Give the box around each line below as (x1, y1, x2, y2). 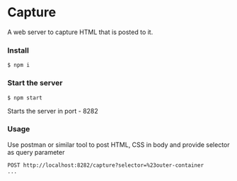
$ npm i (7, 62, 30, 69)
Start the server (7, 78, 63, 88)
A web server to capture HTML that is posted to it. (7, 28, 154, 36)
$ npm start (7, 94, 42, 102)
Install (7, 45, 30, 55)
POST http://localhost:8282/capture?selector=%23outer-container (7, 161, 204, 169)
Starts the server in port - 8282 (7, 106, 99, 115)
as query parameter (7, 148, 65, 156)
